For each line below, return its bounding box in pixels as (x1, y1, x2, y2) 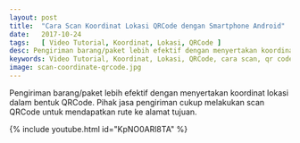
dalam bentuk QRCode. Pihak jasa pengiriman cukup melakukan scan (9, 97, 265, 107)
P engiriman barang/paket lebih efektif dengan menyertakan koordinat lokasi (9, 87, 288, 98)
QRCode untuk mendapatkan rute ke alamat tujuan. (9, 106, 198, 117)
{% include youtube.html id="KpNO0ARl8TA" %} (9, 123, 188, 134)
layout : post (9, 13, 58, 22)
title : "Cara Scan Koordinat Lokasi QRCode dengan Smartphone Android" (9, 21, 286, 30)
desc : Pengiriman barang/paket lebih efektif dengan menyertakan (9, 46, 257, 55)
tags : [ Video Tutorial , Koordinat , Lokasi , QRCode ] (9, 38, 221, 47)
